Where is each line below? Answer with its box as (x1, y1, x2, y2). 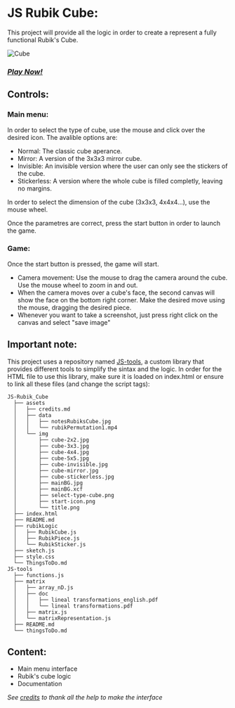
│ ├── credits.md (13, 406, 71, 413)
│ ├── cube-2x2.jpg (13, 436, 90, 444)
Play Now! (7, 67, 43, 77)
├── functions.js (13, 572, 65, 579)
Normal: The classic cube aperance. (17, 146, 123, 155)
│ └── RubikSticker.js (13, 541, 86, 548)
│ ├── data (13, 411, 52, 419)
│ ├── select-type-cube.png (13, 491, 114, 498)
